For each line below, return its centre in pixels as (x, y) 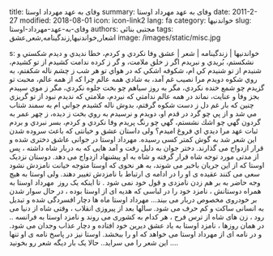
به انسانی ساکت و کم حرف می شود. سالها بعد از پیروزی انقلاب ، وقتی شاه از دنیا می (136, 208)
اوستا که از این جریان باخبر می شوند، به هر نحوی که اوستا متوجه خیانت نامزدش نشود (137, 165)
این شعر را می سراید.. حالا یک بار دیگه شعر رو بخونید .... (94, 243)
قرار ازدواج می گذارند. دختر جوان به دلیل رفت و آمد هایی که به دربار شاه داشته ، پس (136, 148)
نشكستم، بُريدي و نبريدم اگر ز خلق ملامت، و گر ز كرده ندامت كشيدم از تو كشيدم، (132, 62)
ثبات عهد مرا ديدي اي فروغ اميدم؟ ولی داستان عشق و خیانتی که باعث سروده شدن (134, 130)
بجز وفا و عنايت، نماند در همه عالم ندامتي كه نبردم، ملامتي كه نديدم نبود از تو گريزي (134, 96)
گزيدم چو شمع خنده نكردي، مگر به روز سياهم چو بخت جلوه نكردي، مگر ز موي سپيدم (137, 87)
